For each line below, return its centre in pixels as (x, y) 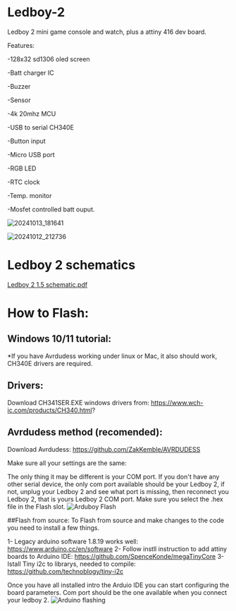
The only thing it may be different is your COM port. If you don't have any (113, 476)
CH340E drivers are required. (50, 363)
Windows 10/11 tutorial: (59, 339)
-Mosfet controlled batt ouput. (51, 209)
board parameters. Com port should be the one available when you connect (117, 592)
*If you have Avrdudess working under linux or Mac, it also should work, (112, 356)
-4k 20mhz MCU (32, 113)
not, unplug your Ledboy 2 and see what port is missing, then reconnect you (118, 491)
